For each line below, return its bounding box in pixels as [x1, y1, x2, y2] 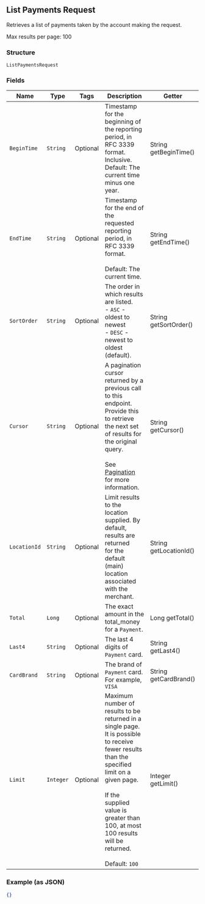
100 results [104, 829, 138, 837]
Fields [6, 76, 25, 85]
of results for [104, 430, 142, 439]
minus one [104, 178, 135, 187]
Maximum [104, 691, 133, 700]
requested [104, 219, 134, 228]
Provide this [104, 407, 139, 415]
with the [104, 585, 128, 593]
